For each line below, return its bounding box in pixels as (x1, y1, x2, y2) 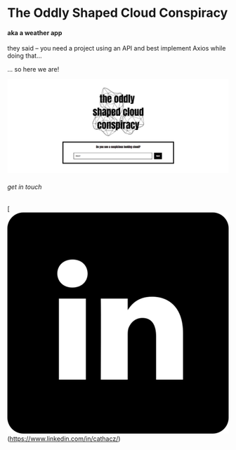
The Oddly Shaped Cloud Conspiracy (7, 5, 228, 21)
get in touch (7, 183, 42, 191)
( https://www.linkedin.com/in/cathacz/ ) (7, 434, 121, 443)
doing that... (7, 51, 42, 60)
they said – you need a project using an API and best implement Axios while (7, 44, 226, 53)
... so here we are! (7, 65, 60, 74)
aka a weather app (7, 28, 63, 37)
